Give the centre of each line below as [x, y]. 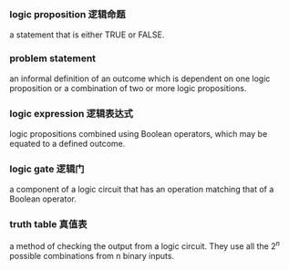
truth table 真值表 [48, 224]
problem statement [53, 58]
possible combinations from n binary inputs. [92, 256]
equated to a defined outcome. [67, 143]
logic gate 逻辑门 [47, 169]
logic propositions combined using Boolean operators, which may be [139, 133]
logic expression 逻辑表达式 [72, 113]
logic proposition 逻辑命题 [67, 14]
